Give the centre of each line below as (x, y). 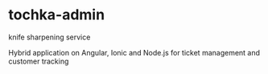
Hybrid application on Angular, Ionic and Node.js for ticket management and (134, 52)
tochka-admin (57, 15)
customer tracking (39, 61)
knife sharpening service (49, 37)
